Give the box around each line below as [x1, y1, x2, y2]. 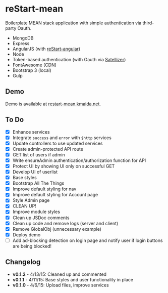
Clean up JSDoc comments [12, 215, 70, 221]
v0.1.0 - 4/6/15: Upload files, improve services [12, 282, 109, 288]
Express [12, 40, 30, 46]
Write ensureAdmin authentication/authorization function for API [12, 157, 146, 163]
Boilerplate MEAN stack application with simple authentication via [5, 20, 142, 26]
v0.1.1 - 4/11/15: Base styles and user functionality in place [12, 276, 134, 282]
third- [142, 20, 154, 26]
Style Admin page [12, 197, 50, 203]
